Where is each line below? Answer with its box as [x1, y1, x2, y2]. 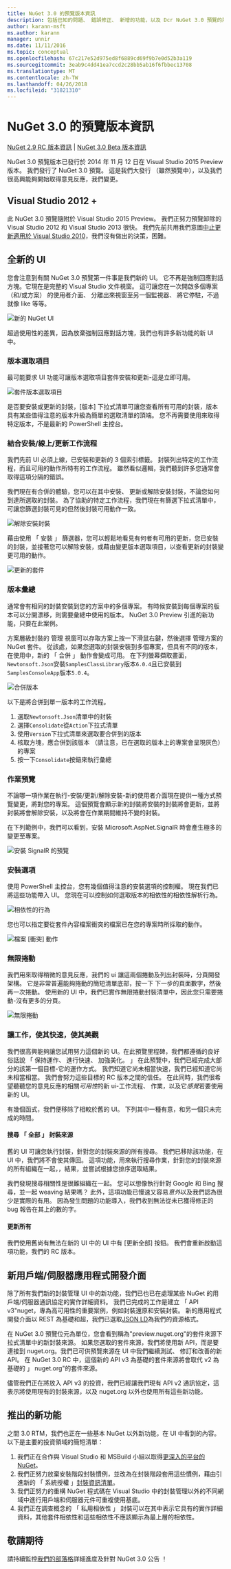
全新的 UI [7, 254, 46, 266]
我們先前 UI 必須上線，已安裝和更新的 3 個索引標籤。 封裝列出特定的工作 [7, 456, 212, 464]
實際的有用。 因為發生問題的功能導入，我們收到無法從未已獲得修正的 [19, 1196, 214, 1204]
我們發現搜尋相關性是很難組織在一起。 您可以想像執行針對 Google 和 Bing [7, 1179, 216, 1187]
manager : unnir [7, 36, 51, 43]
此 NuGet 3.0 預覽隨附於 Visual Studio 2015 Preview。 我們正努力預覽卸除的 [7, 214, 222, 223]
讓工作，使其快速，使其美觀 [7, 1030, 99, 1040]
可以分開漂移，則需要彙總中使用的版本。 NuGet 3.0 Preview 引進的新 [12, 610, 208, 619]
